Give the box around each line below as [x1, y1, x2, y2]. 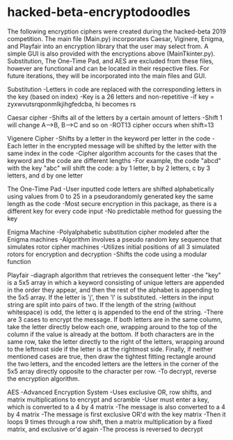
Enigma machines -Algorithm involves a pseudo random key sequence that [7, 235, 223, 244]
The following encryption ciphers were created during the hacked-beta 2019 [7, 27, 226, 36]
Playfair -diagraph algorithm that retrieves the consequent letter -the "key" [7, 271, 221, 279]
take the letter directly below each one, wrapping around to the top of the [7, 322, 218, 331]
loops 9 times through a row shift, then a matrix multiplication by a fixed [7, 417, 213, 425]
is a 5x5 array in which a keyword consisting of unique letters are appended [7, 278, 225, 286]
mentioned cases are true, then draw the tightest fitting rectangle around [7, 352, 216, 361]
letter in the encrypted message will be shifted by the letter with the [23, 141, 217, 150]
